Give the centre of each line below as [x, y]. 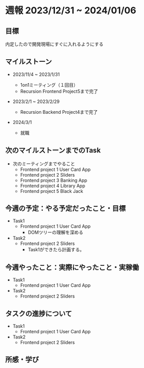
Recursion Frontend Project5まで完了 [59, 91]
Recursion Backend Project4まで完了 [59, 112]
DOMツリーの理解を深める [55, 232]
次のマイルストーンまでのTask [53, 150]
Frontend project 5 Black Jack [52, 191]
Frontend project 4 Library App [53, 186]
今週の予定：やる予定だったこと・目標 [65, 208]
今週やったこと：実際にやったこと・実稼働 [72, 267]
